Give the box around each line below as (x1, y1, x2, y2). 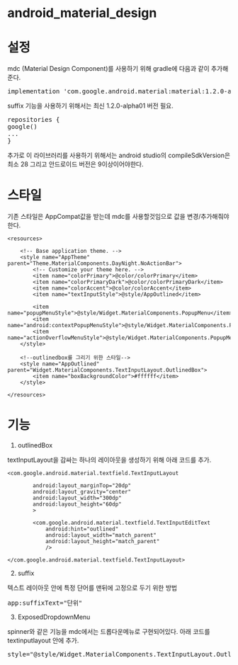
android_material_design (7, 5, 157, 21)
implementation (7, 87, 60, 96)
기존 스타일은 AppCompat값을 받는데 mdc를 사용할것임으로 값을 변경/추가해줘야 (7, 212, 229, 221)
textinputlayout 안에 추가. (7, 636, 79, 644)
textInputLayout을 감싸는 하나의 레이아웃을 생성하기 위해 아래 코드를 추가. (7, 455, 212, 464)
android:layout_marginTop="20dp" (33, 482, 132, 489)
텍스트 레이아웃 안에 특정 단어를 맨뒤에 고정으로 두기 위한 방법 (7, 584, 178, 592)
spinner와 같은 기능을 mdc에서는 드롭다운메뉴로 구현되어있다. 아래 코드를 (7, 627, 210, 635)
